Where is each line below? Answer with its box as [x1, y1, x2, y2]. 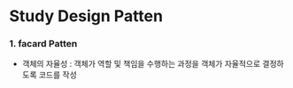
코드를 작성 [38, 70, 77, 80]
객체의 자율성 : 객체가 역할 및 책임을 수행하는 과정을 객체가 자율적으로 [21, 59, 261, 70]
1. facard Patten [9, 38, 78, 50]
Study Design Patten [9, 6, 164, 26]
